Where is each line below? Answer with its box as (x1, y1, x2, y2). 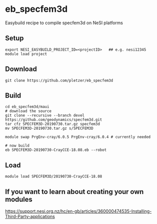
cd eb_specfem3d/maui (5, 105, 50, 110)
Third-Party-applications (5, 214, 55, 219)
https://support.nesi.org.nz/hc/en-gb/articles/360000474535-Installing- (5, 208, 152, 214)
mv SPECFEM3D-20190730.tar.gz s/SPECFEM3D (5, 126, 94, 131)
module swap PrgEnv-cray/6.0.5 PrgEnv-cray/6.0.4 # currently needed (5, 135, 151, 140)
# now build (5, 143, 30, 149)
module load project (5, 51, 48, 56)
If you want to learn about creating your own (5, 187, 144, 196)
